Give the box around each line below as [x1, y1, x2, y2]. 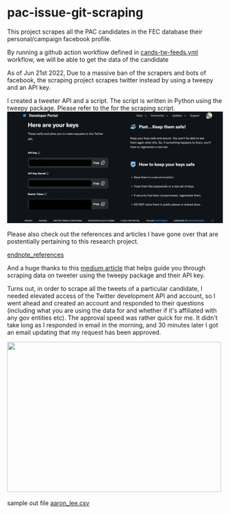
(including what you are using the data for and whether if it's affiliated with [7, 307, 217, 315]
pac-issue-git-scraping [7, 5, 144, 21]
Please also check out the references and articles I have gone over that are [7, 230, 219, 238]
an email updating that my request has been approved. [7, 328, 162, 337]
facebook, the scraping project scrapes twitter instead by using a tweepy [7, 75, 214, 84]
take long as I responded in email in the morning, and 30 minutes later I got [7, 321, 218, 329]
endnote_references [7, 250, 64, 259]
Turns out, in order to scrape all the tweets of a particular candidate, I [7, 285, 203, 293]
